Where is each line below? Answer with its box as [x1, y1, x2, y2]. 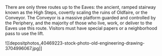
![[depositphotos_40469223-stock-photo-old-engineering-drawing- [5, 40, 145, 46]
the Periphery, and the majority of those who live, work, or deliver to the [5, 20, 153, 26]
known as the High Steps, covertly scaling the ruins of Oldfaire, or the [5, 9, 148, 15]
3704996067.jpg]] [5, 46, 42, 51]
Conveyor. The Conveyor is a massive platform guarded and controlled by [5, 15, 156, 20]
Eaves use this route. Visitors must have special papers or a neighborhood [5, 25, 158, 31]
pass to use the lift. [5, 31, 44, 36]
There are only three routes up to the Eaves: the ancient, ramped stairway [5, 4, 156, 10]
